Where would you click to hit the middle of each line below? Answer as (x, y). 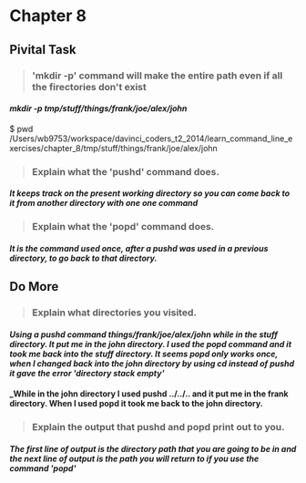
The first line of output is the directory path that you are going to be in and (153, 448)
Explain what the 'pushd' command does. (126, 171)
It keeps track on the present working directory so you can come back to (150, 193)
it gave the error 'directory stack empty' (87, 373)
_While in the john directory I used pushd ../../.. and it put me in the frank (149, 394)
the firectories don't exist (89, 87)
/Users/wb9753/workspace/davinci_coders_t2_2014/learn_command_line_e (151, 139)
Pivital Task (43, 50)
